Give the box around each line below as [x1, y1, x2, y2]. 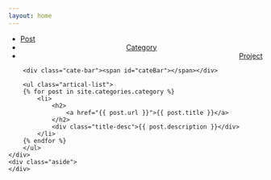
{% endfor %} [23, 137, 67, 145]
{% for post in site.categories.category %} [23, 88, 175, 96]
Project [239, 51, 263, 60]
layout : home [8, 11, 52, 20]
